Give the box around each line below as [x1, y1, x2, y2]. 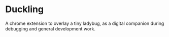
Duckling [5, 4, 44, 15]
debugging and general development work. [5, 25, 95, 31]
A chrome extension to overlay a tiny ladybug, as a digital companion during [5, 20, 164, 26]
